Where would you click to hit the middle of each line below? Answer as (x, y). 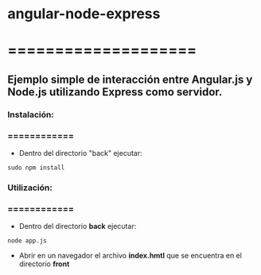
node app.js (27, 241)
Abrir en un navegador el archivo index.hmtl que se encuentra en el (130, 256)
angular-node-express (84, 14)
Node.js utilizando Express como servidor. (115, 92)
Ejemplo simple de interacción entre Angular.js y (130, 79)
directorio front (44, 264)
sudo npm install (36, 168)
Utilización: (30, 188)
